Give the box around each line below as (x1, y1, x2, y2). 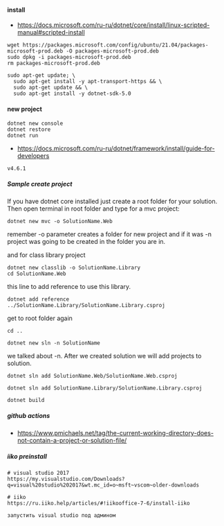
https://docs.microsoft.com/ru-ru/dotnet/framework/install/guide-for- (17, 144, 216, 152)
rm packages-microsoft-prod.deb (7, 60, 100, 67)
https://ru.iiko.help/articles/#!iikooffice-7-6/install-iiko (7, 500, 190, 507)
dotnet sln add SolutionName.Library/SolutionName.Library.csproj (7, 385, 203, 392)
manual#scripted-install (17, 28, 85, 37)
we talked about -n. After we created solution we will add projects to (7, 352, 202, 360)
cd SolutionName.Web (7, 270, 67, 277)
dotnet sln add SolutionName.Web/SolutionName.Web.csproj (7, 373, 178, 380)
